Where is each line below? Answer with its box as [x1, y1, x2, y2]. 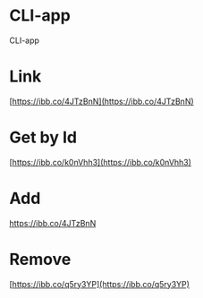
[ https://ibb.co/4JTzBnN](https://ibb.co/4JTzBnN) [9, 96, 194, 106]
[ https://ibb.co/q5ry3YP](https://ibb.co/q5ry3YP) [9, 278, 190, 289]
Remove [9, 249, 72, 269]
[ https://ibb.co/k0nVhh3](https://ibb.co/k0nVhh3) [9, 157, 192, 167]
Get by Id [9, 127, 78, 148]
